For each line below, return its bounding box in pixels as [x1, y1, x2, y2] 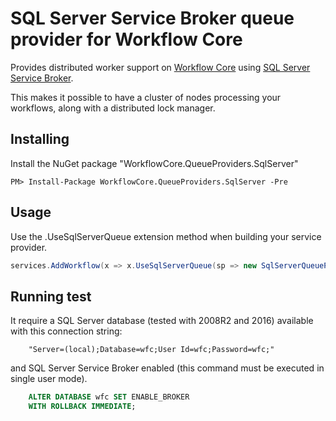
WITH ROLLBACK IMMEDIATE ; [28, 402, 137, 412]
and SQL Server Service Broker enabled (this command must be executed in [10, 362, 325, 374]
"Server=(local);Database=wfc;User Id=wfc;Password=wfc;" [28, 345, 275, 355]
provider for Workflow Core [10, 28, 243, 51]
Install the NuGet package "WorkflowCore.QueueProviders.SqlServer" [10, 157, 299, 169]
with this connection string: [10, 325, 123, 337]
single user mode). [10, 373, 88, 385]
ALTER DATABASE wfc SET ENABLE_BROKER [28, 392, 190, 402]
